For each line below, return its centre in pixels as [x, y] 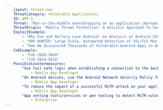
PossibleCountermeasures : [40, 64]
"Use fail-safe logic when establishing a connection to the [85, 69]
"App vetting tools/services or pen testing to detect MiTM [84, 95]
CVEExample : [25, 50]
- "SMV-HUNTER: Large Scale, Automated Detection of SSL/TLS [85, 41]
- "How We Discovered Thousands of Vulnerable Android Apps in [87, 46]
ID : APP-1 [23, 18]
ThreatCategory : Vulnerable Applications [56, 14]
